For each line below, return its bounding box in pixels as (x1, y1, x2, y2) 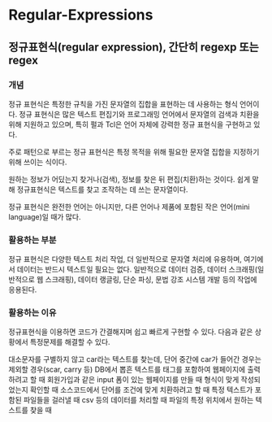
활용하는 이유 (8, 307, 57, 319)
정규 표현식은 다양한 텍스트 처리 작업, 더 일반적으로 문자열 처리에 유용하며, (8, 255, 242, 264)
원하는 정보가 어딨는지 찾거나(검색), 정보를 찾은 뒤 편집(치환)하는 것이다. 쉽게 (8, 174, 251, 184)
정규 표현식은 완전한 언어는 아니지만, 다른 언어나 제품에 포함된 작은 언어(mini (8, 202, 250, 211)
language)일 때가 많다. (8, 211, 81, 221)
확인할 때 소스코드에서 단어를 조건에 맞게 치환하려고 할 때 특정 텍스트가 (29, 385, 253, 395)
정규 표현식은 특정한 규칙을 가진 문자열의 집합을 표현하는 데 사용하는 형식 (8, 99, 238, 109)
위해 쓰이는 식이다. (8, 157, 67, 167)
